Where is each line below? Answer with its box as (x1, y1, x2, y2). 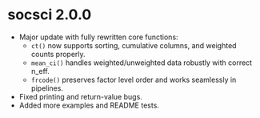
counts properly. (30, 49, 86, 59)
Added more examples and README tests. (18, 100, 159, 110)
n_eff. (30, 66, 50, 75)
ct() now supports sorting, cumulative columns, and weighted (30, 40, 237, 50)
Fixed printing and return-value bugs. (18, 92, 143, 101)
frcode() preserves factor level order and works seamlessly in (30, 75, 237, 84)
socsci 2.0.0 (7, 6, 92, 24)
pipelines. (30, 83, 63, 93)
